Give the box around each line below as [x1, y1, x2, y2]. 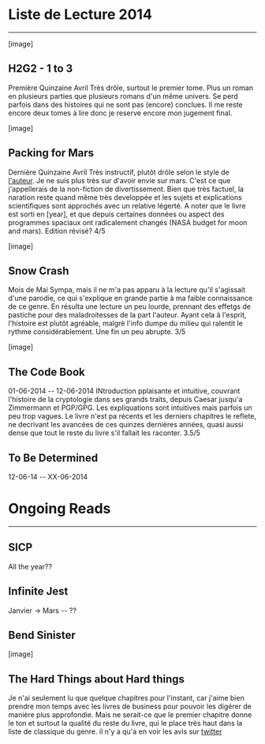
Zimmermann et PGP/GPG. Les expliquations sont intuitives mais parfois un [8, 403, 252, 412]
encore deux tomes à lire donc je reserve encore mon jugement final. [8, 108, 233, 118]
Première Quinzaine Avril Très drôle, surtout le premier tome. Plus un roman [8, 83, 254, 92]
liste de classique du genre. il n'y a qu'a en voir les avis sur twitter [8, 727, 222, 736]
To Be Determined [8, 451, 99, 464]
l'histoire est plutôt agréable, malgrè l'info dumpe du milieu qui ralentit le [8, 318, 243, 329]
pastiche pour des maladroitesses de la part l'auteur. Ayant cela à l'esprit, [8, 310, 247, 320]
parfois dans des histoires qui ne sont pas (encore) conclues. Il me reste [8, 100, 243, 109]
